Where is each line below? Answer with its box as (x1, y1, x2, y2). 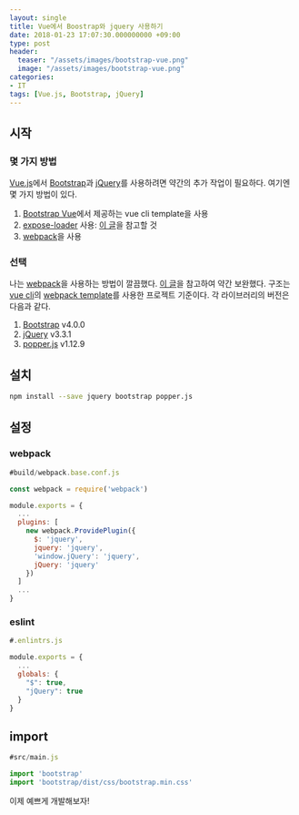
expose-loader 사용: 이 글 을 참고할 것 (22, 219, 157, 230)
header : (9, 47, 39, 56)
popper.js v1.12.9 (22, 339, 85, 350)
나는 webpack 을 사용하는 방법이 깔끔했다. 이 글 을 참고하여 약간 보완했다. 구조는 (9, 279, 291, 290)
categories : (9, 73, 55, 82)
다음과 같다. (9, 301, 52, 312)
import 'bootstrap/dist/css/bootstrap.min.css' (9, 778, 194, 787)
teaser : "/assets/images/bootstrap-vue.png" (17, 56, 189, 65)
